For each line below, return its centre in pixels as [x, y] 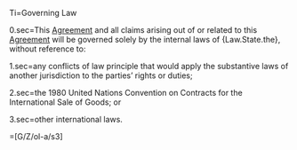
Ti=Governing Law [43, 13]
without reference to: [48, 49]
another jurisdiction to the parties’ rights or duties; [101, 75]
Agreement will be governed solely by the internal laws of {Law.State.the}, [145, 39]
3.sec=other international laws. [66, 119]
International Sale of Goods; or [65, 102]
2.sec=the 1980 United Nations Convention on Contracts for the [126, 93]
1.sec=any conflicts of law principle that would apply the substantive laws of [149, 66]
